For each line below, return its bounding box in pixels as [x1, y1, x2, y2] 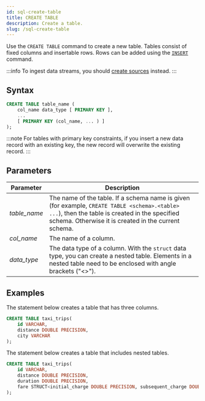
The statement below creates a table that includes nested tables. [6, 349, 169, 357]
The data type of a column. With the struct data [49, 244, 187, 253]
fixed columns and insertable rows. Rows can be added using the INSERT [6, 49, 189, 57]
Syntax [6, 85, 34, 95]
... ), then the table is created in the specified [49, 209, 180, 218]
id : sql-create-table [6, 9, 62, 15]
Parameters [6, 165, 52, 176]
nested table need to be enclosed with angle [49, 260, 176, 268]
